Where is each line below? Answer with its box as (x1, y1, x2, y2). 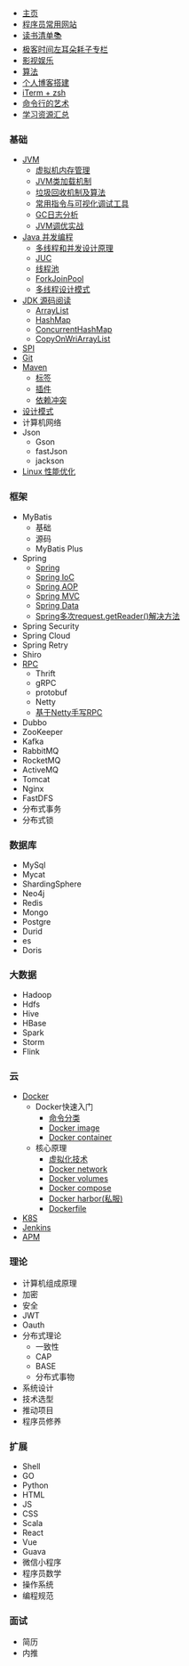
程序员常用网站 (21, 19, 77, 29)
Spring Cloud (21, 630, 71, 641)
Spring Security (21, 620, 80, 631)
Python (21, 1480, 49, 1490)
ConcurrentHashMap (35, 324, 113, 335)
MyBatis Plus (35, 543, 83, 554)
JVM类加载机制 (35, 176, 91, 187)
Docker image (48, 1123, 100, 1133)
